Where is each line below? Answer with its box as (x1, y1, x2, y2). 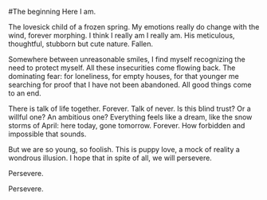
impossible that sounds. (8, 129, 87, 139)
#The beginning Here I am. (8, 7, 96, 16)
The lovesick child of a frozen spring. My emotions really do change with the (8, 22, 260, 31)
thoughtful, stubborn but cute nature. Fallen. (8, 39, 154, 49)
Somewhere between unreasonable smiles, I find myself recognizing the (8, 55, 245, 64)
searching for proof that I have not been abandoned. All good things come (8, 80, 252, 89)
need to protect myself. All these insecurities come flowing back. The (8, 63, 236, 73)
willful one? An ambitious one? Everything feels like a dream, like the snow (8, 112, 253, 122)
